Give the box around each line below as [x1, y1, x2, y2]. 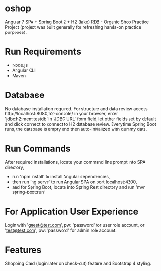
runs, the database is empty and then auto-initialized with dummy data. [5, 126, 147, 132]
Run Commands [5, 143, 71, 154]
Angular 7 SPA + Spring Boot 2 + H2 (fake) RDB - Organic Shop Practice [5, 19, 149, 25]
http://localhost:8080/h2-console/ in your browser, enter [5, 111, 118, 116]
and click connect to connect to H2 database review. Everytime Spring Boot [5, 121, 156, 127]
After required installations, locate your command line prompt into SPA [5, 159, 145, 165]
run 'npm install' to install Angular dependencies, [12, 174, 110, 179]
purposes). [5, 29, 27, 35]
